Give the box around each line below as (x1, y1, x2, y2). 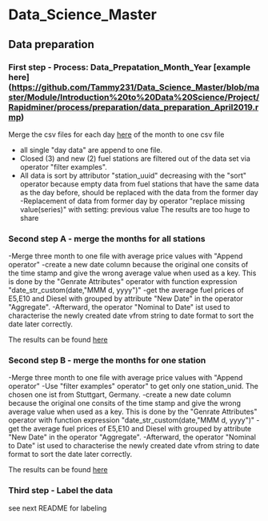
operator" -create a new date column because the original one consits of (8, 260, 249, 270)
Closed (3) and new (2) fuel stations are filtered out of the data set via (19, 154, 250, 163)
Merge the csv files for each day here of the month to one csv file (8, 130, 225, 139)
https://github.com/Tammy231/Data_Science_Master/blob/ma (11, 82, 260, 93)
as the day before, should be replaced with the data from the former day (19, 187, 258, 197)
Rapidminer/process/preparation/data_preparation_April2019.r (8, 102, 259, 113)
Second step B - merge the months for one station (8, 355, 206, 366)
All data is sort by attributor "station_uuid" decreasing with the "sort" (19, 170, 246, 180)
